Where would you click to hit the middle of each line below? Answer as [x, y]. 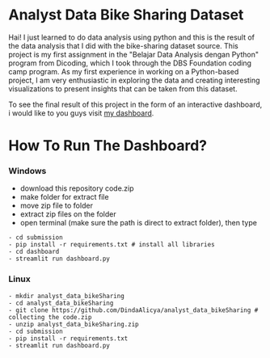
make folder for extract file [64, 197]
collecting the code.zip [50, 317]
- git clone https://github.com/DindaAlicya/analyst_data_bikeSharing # [133, 310]
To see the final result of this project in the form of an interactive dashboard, [135, 104]
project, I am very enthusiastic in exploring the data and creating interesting [134, 80]
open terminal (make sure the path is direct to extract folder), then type [138, 223]
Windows [27, 171]
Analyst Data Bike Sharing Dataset [126, 15]
